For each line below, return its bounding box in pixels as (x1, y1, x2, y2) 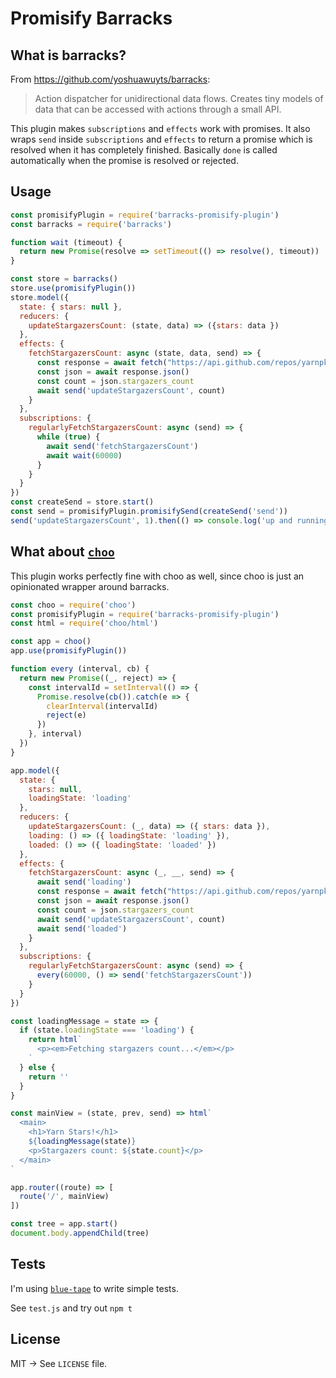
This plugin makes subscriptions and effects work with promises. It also (10, 123, 311, 134)
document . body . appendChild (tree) (10, 1228, 150, 1238)
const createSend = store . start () (10, 497, 155, 507)
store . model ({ (10, 292, 70, 302)
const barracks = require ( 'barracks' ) (10, 219, 172, 229)
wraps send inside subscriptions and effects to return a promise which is (10, 133, 313, 145)
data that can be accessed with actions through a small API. (34, 103, 282, 115)
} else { (19, 1062, 56, 1072)
